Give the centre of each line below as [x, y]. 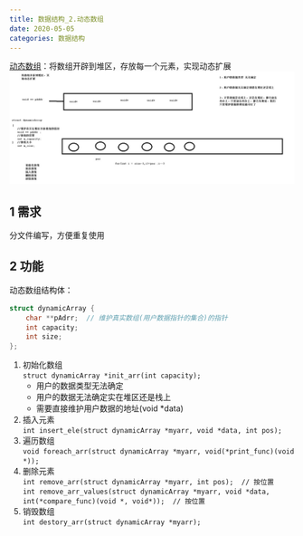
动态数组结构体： [41, 290]
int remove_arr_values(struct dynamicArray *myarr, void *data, [146, 492]
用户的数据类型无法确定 [80, 386]
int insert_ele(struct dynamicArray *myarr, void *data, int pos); [152, 431]
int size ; [44, 337]
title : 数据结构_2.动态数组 [57, 19]
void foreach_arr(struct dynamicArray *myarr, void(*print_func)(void [158, 452]
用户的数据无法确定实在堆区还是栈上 [104, 397]
